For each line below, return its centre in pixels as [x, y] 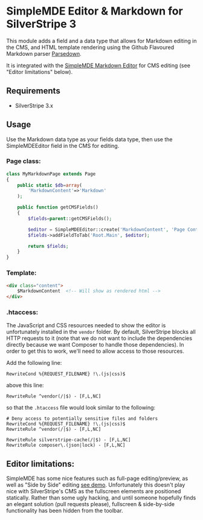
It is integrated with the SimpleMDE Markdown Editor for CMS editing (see [98, 65]
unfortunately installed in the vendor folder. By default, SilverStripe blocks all [101, 332]
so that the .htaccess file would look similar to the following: [81, 408]
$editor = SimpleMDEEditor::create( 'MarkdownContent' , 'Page [107, 229]
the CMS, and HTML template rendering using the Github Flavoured [90, 47]
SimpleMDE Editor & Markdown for [95, 11]
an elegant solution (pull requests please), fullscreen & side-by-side [91, 504]
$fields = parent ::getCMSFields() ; [70, 218]
